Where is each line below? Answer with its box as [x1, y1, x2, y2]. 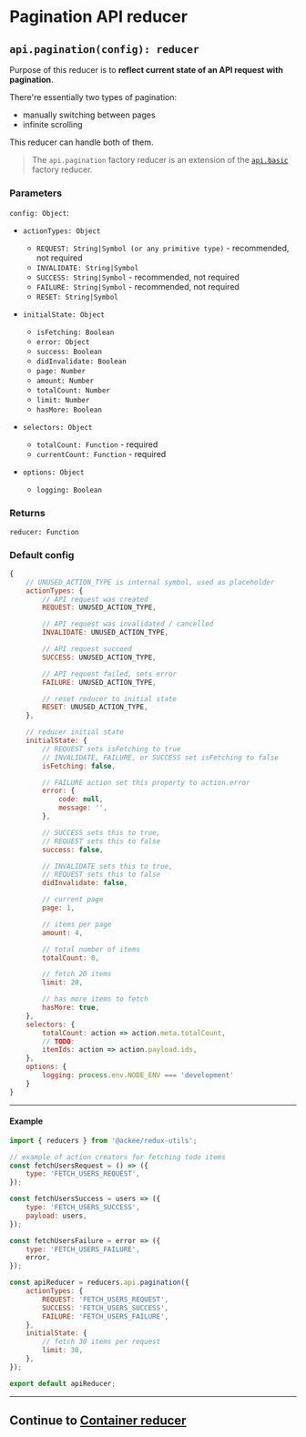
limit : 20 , [42, 978, 84, 987]
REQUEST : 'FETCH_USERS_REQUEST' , [42, 1295, 169, 1304]
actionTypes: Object [22, 227, 101, 236]
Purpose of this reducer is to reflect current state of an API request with [9, 65, 284, 75]
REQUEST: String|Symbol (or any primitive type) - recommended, [36, 243, 290, 254]
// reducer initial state [25, 728, 125, 737]
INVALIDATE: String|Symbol [36, 264, 139, 273]
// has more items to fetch [42, 994, 148, 1004]
